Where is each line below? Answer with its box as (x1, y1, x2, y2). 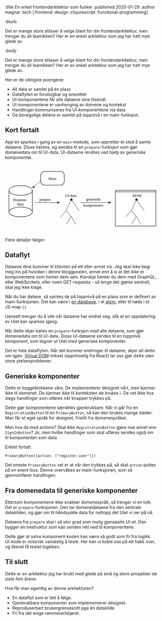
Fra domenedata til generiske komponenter (5, 486, 138, 494)
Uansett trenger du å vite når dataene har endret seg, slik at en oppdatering (5, 313, 156, 319)
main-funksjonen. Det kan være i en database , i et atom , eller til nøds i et (5, 299, 150, 305)
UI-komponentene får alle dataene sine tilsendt (12, 97, 106, 102)
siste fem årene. (5, 576, 37, 582)
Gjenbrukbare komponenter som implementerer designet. (12, 600, 127, 605)
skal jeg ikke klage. (5, 284, 43, 290)
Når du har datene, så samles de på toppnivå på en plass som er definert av (5, 294, 156, 300)
